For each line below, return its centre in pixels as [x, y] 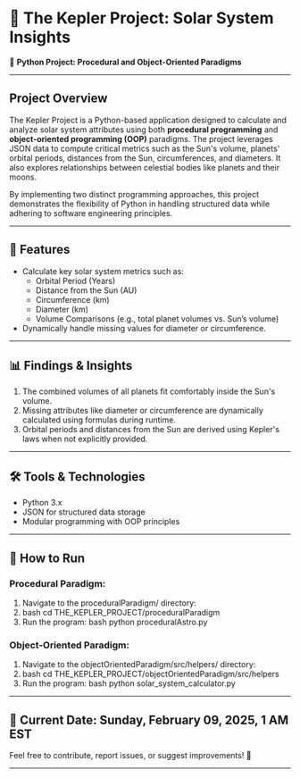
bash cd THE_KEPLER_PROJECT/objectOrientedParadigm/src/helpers [150, 674]
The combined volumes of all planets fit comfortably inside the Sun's [149, 391]
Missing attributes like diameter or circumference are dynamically [142, 411]
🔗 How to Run [47, 558]
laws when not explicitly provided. [85, 439]
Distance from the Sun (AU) [86, 290]
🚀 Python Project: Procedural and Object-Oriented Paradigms [125, 62]
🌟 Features [40, 250]
